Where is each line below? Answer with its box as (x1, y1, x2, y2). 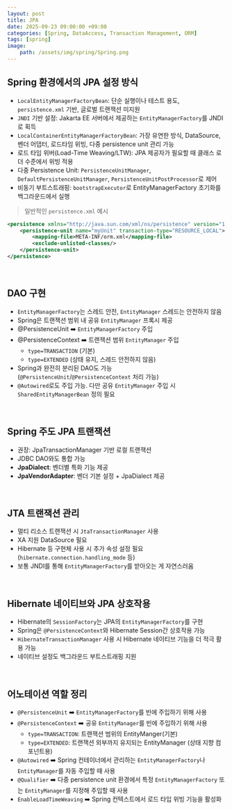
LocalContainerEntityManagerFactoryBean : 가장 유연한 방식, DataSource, (17, 131, 221, 139)
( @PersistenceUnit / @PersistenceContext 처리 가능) (17, 372, 160, 381)
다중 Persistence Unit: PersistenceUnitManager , (17, 166, 151, 174)
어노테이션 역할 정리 (7, 688, 88, 700)
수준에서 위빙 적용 (24, 157, 74, 166)
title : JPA (7, 17, 39, 24)
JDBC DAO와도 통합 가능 (17, 454, 85, 463)
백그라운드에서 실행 (17, 192, 70, 200)
